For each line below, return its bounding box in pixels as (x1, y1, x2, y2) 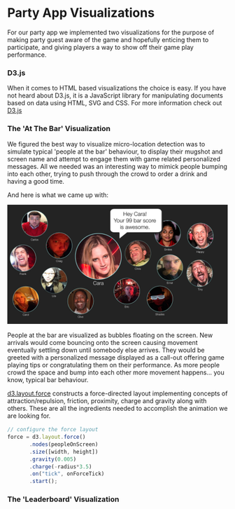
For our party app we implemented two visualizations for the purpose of (7, 28, 215, 36)
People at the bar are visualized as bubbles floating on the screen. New (7, 331, 213, 339)
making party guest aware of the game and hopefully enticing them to (7, 35, 209, 43)
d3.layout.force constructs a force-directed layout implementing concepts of (7, 389, 228, 398)
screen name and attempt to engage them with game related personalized (7, 154, 221, 163)
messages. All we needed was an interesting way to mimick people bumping (7, 162, 227, 170)
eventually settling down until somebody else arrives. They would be (7, 346, 205, 355)
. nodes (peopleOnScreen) (29, 440, 99, 448)
